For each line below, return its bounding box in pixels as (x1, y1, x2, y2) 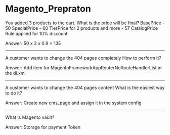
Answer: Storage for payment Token (5, 124, 81, 130)
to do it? (5, 89, 22, 96)
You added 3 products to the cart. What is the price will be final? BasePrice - (5, 20, 165, 26)
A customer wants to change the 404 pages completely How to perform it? (5, 55, 162, 61)
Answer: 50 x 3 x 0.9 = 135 (5, 40, 61, 46)
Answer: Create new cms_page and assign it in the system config (5, 100, 142, 106)
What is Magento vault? (5, 114, 55, 120)
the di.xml (5, 70, 26, 76)
